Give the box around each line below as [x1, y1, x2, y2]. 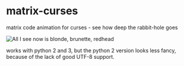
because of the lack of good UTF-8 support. [6, 53, 115, 60]
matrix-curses [6, 4, 78, 18]
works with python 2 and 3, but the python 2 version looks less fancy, [6, 46, 176, 54]
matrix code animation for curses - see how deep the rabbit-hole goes [6, 24, 178, 31]
